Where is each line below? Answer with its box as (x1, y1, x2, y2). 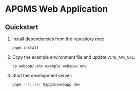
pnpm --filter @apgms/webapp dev (12, 82, 80, 87)
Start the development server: (12, 72, 73, 78)
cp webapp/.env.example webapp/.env (12, 64, 87, 69)
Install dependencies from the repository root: (12, 36, 105, 42)
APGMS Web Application (5, 3, 108, 15)
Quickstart (5, 23, 39, 31)
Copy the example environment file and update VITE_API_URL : (12, 54, 136, 60)
